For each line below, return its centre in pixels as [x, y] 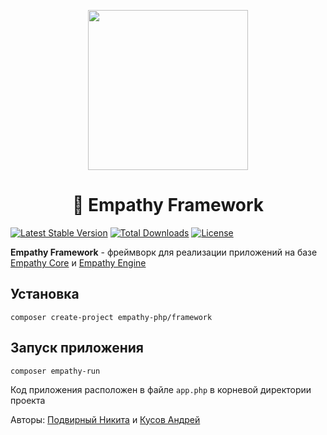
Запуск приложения [77, 348]
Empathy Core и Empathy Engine [78, 262]
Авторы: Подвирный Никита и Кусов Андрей [105, 419]
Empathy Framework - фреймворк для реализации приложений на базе [164, 252]
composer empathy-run [55, 371]
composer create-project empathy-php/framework [111, 317]
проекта [28, 400]
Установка [45, 294]
